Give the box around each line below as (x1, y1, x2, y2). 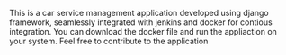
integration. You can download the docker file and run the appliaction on (9, 27, 277, 36)
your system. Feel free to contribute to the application (9, 35, 209, 46)
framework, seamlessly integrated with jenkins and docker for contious (9, 17, 273, 27)
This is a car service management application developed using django (9, 8, 269, 18)
